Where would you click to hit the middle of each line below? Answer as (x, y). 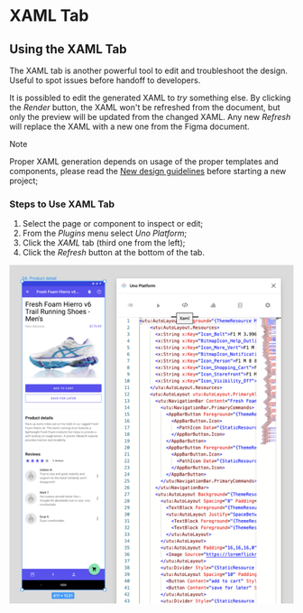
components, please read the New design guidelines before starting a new (148, 171)
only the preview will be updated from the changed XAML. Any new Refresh (150, 117)
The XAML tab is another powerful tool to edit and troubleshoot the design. (149, 70)
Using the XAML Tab (68, 49)
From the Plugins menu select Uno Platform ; (105, 233)
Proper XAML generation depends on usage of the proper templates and (144, 162)
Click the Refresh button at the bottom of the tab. (114, 253)
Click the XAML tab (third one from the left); (104, 243)
